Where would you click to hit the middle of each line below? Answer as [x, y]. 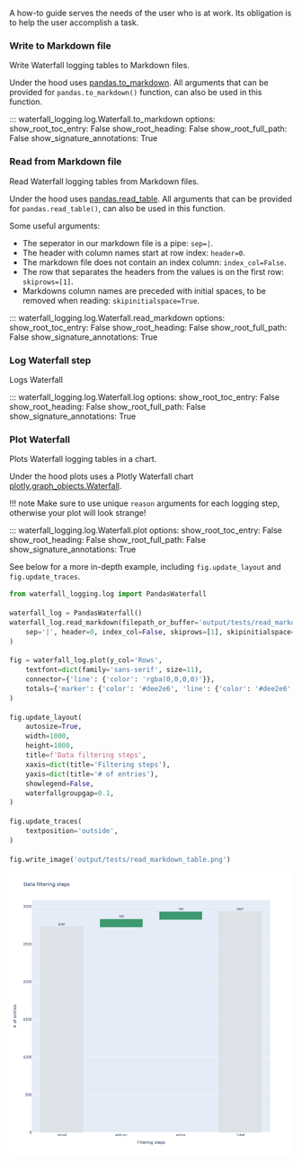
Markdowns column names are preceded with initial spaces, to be [144, 290]
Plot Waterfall [40, 439]
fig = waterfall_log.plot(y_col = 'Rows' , [86, 661]
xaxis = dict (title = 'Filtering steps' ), [98, 764]
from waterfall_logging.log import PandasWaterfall [108, 594]
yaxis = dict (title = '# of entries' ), [92, 774]
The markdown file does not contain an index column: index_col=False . [154, 262]
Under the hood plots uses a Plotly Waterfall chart [102, 476]
